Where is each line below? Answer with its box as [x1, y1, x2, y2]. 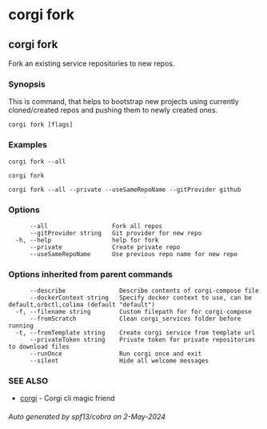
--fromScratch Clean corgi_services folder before [29, 315, 241, 323]
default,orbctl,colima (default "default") [8, 301, 156, 309]
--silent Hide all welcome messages [29, 357, 209, 365]
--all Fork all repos [29, 222, 162, 230]
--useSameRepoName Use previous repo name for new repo [29, 250, 238, 258]
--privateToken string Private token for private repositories [29, 336, 256, 344]
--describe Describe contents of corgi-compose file [29, 287, 260, 295]
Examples [8, 139, 48, 150]
